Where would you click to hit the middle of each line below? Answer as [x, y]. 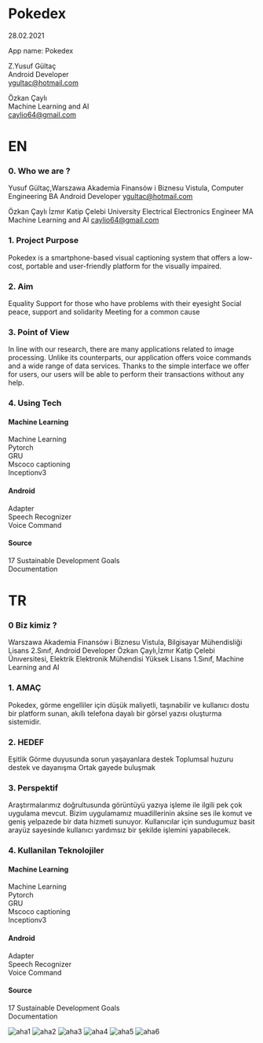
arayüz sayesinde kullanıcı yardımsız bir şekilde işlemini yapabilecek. [120, 830]
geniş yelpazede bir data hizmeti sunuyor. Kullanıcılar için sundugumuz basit [131, 822]
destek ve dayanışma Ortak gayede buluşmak [82, 767]
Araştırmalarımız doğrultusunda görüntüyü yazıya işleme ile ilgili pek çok [125, 805]
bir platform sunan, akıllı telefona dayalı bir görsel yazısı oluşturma [115, 713]
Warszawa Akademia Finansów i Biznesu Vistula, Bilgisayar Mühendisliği [125, 643]
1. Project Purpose [44, 241]
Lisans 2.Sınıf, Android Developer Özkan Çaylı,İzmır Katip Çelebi [112, 650]
